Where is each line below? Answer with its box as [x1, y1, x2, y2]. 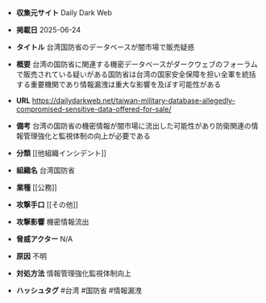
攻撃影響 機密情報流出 [15, 217, 89, 226]
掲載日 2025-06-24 [15, 25, 81, 35]
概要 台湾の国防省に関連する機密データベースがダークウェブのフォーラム [15, 60, 258, 69]
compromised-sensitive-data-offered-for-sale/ [15, 104, 172, 114]
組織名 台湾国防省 [15, 166, 75, 175]
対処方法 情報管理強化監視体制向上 [15, 268, 131, 278]
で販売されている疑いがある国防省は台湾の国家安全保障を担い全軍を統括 [15, 69, 256, 79]
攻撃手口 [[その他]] [15, 200, 79, 209]
